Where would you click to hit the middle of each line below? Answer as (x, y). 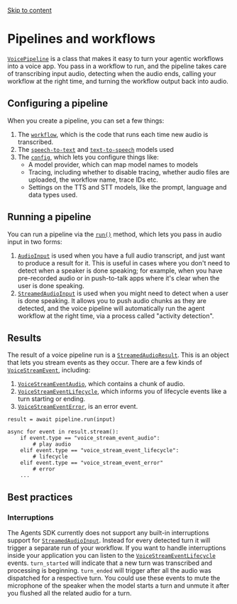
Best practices (40, 497)
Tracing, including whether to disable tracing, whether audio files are (129, 172)
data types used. (53, 194)
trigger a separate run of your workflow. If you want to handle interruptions (117, 548)
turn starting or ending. (51, 399)
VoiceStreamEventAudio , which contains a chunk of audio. (101, 384)
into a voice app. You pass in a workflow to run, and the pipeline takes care (117, 66)
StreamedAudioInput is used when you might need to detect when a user (123, 293)
